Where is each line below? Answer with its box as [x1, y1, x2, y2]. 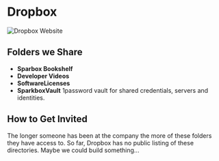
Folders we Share [7, 46, 83, 58]
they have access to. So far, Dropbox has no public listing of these [7, 138, 194, 147]
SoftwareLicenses [16, 79, 70, 87]
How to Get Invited [7, 113, 88, 125]
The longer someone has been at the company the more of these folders [7, 131, 212, 140]
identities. [16, 93, 45, 102]
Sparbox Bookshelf [16, 64, 73, 72]
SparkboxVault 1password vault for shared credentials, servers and [16, 86, 209, 94]
